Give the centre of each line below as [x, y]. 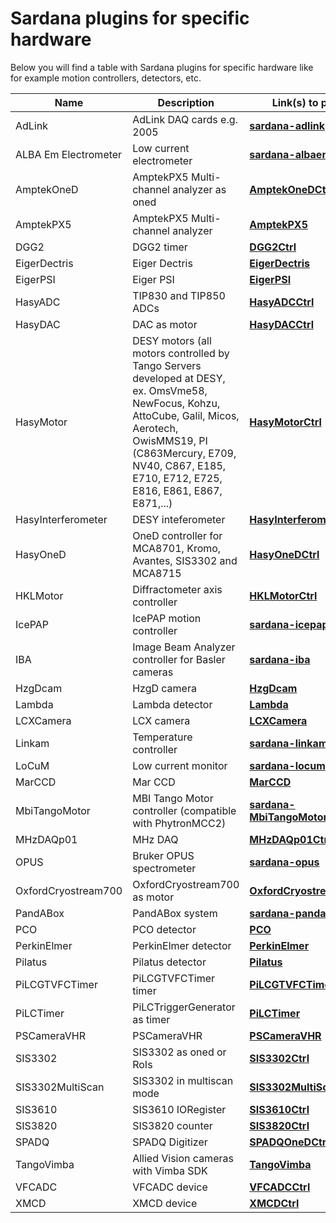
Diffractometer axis [177, 589]
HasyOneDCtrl [284, 554]
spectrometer [164, 868]
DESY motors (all [172, 340]
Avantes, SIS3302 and [185, 560]
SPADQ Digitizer [170, 1142]
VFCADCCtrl [280, 1187]
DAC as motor [165, 324]
